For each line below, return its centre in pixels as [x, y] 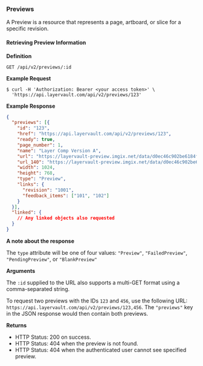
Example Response [31, 106]
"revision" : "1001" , [48, 190]
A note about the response [40, 241]
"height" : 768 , [36, 173]
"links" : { [31, 185]
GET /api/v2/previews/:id [39, 67]
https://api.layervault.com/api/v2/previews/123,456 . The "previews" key [100, 307]
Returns [17, 325]
